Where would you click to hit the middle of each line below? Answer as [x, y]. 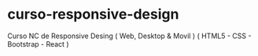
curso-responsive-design [93, 14]
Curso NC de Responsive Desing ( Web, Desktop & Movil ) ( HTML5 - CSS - [129, 36]
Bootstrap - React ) [38, 44]
